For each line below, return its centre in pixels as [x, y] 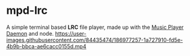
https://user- [71, 33]
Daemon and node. [30, 33]
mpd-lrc [27, 11]
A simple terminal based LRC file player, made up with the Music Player [95, 27]
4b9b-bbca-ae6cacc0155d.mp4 [46, 46]
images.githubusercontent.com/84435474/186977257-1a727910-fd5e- [95, 40]
